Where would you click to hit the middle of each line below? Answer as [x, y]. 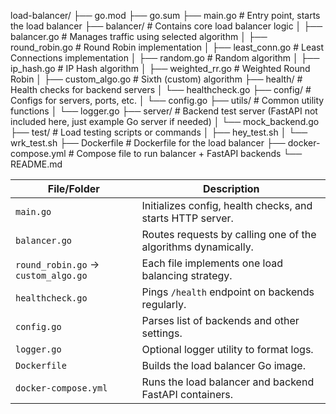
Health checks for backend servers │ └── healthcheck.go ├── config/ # [161, 89]
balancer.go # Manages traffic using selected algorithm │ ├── [139, 36]
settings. [162, 333]
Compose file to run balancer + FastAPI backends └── [189, 153]
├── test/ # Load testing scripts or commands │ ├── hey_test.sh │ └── [159, 132]
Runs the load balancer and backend [228, 382]
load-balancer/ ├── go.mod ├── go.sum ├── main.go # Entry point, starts [165, 15]
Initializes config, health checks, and [227, 205]
